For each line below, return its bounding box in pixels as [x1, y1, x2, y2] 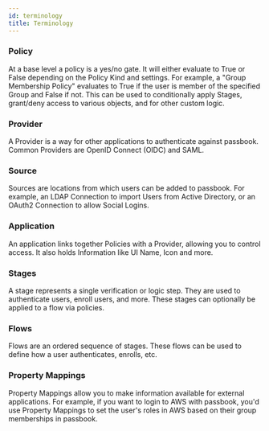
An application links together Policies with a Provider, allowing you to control [8, 239, 261, 248]
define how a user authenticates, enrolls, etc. [8, 350, 158, 359]
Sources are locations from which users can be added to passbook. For [8, 183, 245, 193]
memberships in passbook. [8, 413, 98, 423]
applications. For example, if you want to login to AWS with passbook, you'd [8, 396, 259, 406]
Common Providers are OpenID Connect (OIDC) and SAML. [8, 146, 205, 155]
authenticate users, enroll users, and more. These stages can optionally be [8, 294, 255, 304]
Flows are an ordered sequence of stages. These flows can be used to [8, 341, 243, 351]
